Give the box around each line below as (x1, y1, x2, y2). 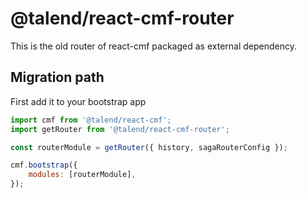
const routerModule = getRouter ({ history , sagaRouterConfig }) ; (10, 142, 288, 152)
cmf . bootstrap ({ (10, 160, 78, 171)
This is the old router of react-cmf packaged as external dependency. (10, 40, 298, 52)
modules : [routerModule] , (28, 170, 137, 180)
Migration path (10, 69, 105, 86)
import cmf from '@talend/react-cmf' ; (10, 115, 172, 125)
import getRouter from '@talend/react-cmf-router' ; (10, 124, 230, 134)
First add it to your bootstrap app (10, 95, 147, 107)
